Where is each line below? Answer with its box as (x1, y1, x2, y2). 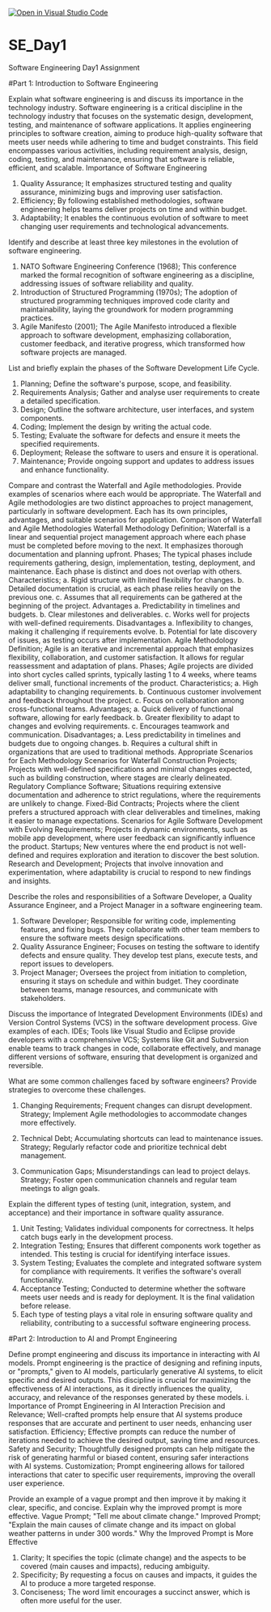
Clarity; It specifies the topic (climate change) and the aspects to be (19, 1552, 247, 1562)
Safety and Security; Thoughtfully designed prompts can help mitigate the (8, 1444, 256, 1453)
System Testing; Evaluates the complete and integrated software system (19, 1258, 262, 1267)
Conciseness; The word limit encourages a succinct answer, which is (19, 1587, 251, 1597)
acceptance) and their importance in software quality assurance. (8, 1207, 224, 1217)
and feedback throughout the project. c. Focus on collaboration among (8, 695, 244, 705)
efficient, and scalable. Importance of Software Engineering (8, 163, 208, 172)
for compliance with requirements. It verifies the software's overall (19, 1266, 242, 1276)
